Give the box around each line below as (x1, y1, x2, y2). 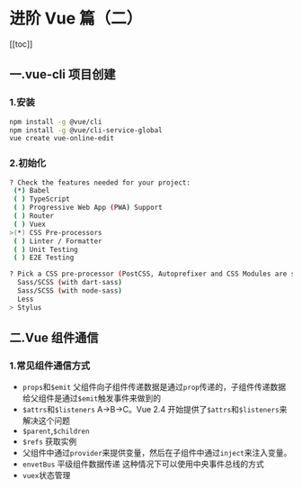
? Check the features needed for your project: (9, 177, 191, 187)
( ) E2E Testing (13, 253, 75, 262)
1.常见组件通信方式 (9, 359, 91, 372)
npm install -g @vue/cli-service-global (9, 125, 164, 135)
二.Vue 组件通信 (9, 331, 99, 346)
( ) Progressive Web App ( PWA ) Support (13, 204, 164, 213)
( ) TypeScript (13, 195, 70, 204)
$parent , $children (22, 425, 90, 437)
